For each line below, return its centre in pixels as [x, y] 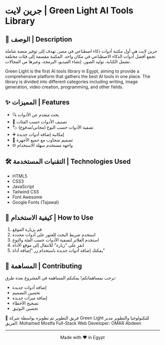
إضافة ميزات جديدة [30, 298]
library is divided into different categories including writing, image [72, 82]
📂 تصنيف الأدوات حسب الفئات [40, 121]
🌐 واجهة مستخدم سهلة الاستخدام [42, 145]
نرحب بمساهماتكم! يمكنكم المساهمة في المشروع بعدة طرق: [61, 278]
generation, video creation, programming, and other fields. [64, 87]
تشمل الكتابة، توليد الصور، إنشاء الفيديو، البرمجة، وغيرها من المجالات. [68, 61]
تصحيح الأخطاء [25, 303]
